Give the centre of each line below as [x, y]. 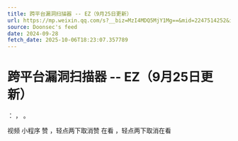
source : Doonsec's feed [42, 27]
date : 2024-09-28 [33, 33]
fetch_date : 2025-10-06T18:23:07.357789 [68, 40]
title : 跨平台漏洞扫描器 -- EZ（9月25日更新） [70, 14]
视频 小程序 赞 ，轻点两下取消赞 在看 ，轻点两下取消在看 [89, 130]
